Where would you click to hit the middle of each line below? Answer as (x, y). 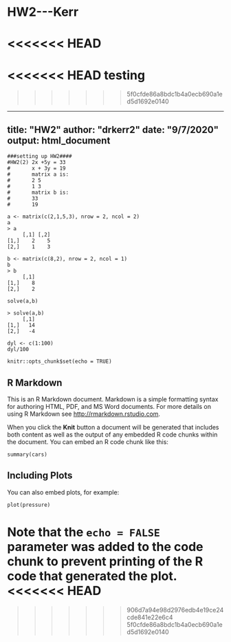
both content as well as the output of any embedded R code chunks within (112, 434)
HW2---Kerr (43, 12)
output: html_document (59, 140)
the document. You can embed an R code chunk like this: (88, 441)
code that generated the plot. (92, 576)
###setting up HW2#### (40, 157)
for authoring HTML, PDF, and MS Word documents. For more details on (109, 406)
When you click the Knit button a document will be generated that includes (113, 427)
